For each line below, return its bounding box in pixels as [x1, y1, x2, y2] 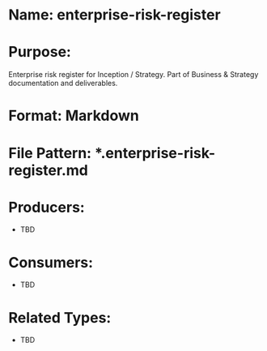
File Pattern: [8, 143, 91, 162]
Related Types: [8, 308, 112, 327]
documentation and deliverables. [8, 79, 118, 88]
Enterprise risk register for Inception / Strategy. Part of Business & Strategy [8, 70, 259, 79]
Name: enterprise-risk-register [8, 6, 221, 24]
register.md [8, 161, 89, 179]
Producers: [8, 198, 85, 216]
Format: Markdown [8, 107, 139, 125]
